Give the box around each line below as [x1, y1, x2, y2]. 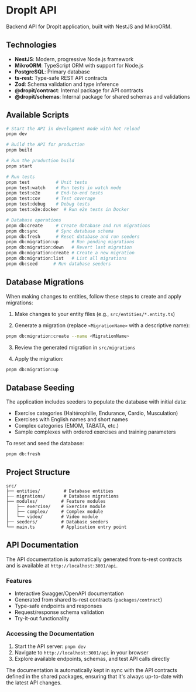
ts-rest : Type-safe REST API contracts [14, 74, 108, 81]
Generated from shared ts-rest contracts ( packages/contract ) [14, 596, 163, 603]
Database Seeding [6, 382, 75, 392]
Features [6, 576, 32, 584]
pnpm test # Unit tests [6, 179, 88, 185]
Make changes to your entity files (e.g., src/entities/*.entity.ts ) [14, 310, 176, 317]
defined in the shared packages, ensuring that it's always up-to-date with [6, 673, 183, 680]
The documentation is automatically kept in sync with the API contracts [6, 667, 177, 674]
